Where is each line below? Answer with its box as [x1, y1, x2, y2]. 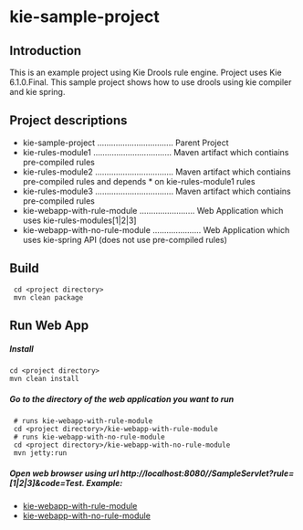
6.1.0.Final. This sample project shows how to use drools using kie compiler [9, 77, 292, 88]
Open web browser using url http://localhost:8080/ [9, 468, 209, 479]
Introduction [9, 43, 82, 58]
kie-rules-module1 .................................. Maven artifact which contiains [22, 146, 289, 157]
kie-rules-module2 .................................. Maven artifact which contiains [22, 166, 291, 177]
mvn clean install [9, 374, 79, 383]
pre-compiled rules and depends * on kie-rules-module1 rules [22, 175, 256, 186]
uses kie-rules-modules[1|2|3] [22, 215, 137, 226]
